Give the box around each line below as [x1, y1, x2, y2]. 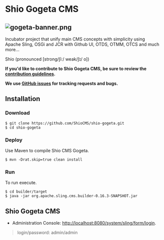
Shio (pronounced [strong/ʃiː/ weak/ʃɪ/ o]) [5, 56, 90, 62]
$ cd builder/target [5, 189, 48, 194]
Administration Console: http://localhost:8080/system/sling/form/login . [12, 220, 156, 226]
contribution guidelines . [5, 71, 56, 77]
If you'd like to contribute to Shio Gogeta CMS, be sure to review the [5, 66, 147, 71]
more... [5, 47, 20, 52]
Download [5, 109, 31, 116]
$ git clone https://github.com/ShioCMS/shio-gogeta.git [5, 121, 125, 126]
